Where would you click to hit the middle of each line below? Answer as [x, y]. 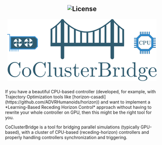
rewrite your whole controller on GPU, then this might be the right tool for [79, 112]
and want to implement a [125, 102]
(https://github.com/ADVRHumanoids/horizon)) [52, 102]
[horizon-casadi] [89, 97]
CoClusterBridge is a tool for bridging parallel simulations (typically [72, 127]
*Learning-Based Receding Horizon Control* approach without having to [78, 107]
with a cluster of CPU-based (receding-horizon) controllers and [85, 132]
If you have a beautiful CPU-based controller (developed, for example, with [81, 92]
